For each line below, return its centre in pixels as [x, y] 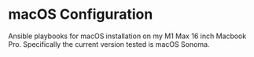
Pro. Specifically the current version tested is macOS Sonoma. [109, 44]
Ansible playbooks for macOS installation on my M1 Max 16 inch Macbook [127, 36]
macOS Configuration [81, 14]
